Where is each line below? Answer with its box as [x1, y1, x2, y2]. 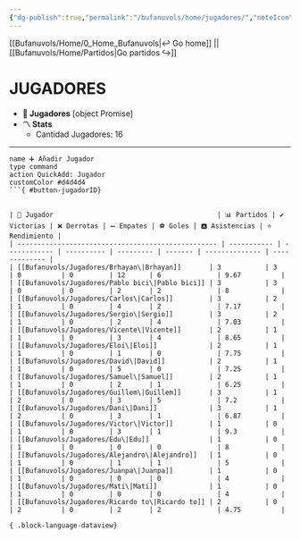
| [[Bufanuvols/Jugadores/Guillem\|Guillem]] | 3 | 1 [9, 388, 278, 397]
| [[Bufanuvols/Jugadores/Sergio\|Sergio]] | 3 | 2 [9, 309, 278, 318]
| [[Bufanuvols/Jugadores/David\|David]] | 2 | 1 [9, 357, 278, 366]
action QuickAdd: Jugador [9, 170, 105, 179]
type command [9, 162, 58, 171]
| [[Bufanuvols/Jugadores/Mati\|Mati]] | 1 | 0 [9, 482, 278, 491]
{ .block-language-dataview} [9, 520, 118, 530]
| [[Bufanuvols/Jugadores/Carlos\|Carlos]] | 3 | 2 [9, 294, 278, 303]
